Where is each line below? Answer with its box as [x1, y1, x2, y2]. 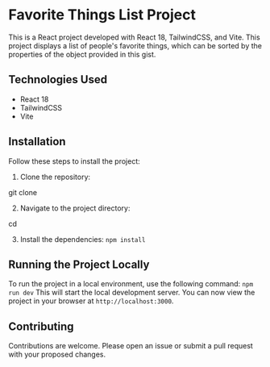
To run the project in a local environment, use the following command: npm [8, 279, 254, 289]
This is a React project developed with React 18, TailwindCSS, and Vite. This [8, 32, 260, 42]
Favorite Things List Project [8, 6, 196, 24]
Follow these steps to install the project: [8, 156, 141, 166]
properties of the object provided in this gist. [8, 49, 156, 59]
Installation [8, 135, 66, 148]
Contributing [8, 319, 74, 333]
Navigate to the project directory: [19, 203, 131, 213]
